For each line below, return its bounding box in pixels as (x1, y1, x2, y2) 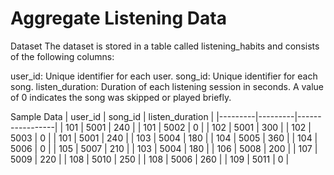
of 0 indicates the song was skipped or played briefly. (10, 91, 232, 103)
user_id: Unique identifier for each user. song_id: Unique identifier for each (10, 70, 318, 82)
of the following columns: (10, 50, 115, 62)
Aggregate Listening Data (10, 7, 227, 30)
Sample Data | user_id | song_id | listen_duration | (10, 110, 215, 122)
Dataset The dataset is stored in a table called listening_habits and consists (10, 40, 320, 52)
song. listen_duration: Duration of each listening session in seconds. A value (10, 80, 325, 92)
